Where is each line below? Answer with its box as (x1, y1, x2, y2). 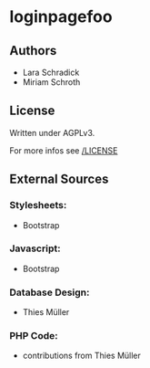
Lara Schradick (22, 67, 80, 78)
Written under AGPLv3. (9, 127, 95, 138)
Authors (9, 43, 57, 58)
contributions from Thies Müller (22, 350, 141, 362)
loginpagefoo (9, 6, 113, 27)
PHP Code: (9, 330, 58, 342)
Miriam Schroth (22, 77, 81, 88)
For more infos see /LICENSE (9, 144, 118, 156)
